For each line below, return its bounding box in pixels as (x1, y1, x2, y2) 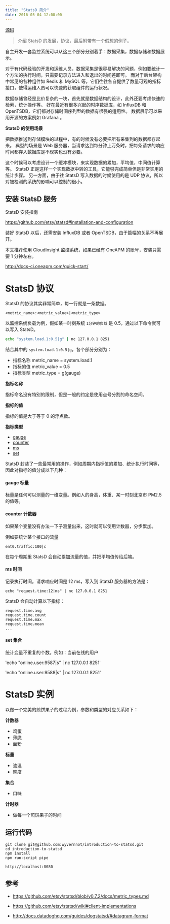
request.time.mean (5, 621, 44, 626)
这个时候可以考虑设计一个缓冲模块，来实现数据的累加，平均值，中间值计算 (5, 159, 160, 166)
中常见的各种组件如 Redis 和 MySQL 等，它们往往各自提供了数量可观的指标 (5, 78, 161, 84)
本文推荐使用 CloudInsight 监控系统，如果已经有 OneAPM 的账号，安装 (5, 247, 153, 253)
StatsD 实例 (5, 689, 54, 701)
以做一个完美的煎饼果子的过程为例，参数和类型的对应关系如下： (5, 706, 138, 712)
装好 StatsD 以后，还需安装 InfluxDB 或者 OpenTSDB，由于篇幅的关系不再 (5, 229, 159, 236)
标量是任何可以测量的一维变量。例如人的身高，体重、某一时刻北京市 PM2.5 (5, 492, 162, 498)
